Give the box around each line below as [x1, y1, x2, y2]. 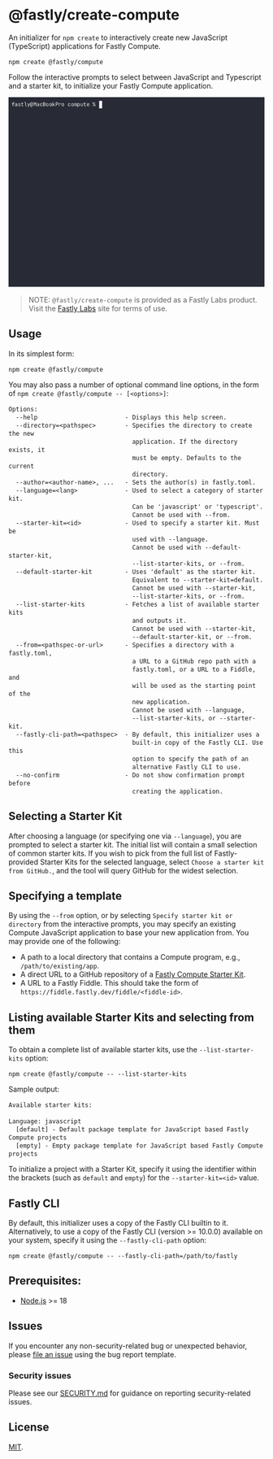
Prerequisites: [8, 1274, 81, 1288]
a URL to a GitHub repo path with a [132, 657, 256, 665]
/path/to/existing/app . [19, 961, 100, 971]
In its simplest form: [8, 348, 75, 359]
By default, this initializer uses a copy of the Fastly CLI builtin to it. [8, 1218, 229, 1228]
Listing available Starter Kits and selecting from [8, 1010, 254, 1024]
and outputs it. [132, 616, 187, 625]
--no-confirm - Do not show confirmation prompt [15, 771, 245, 779]
